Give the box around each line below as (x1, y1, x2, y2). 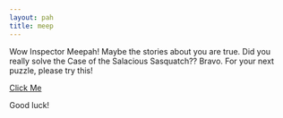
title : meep (9, 21, 54, 30)
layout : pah (9, 13, 54, 22)
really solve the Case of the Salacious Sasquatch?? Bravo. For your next (9, 55, 275, 66)
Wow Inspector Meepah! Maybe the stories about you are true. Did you (9, 46, 271, 56)
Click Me (9, 82, 42, 93)
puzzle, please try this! (9, 64, 93, 76)
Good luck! (9, 99, 50, 110)
